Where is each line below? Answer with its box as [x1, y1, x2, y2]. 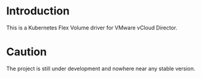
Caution [6, 45, 47, 59]
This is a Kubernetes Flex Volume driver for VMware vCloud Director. [6, 24, 177, 31]
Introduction [6, 4, 70, 18]
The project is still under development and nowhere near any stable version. [6, 65, 196, 72]
